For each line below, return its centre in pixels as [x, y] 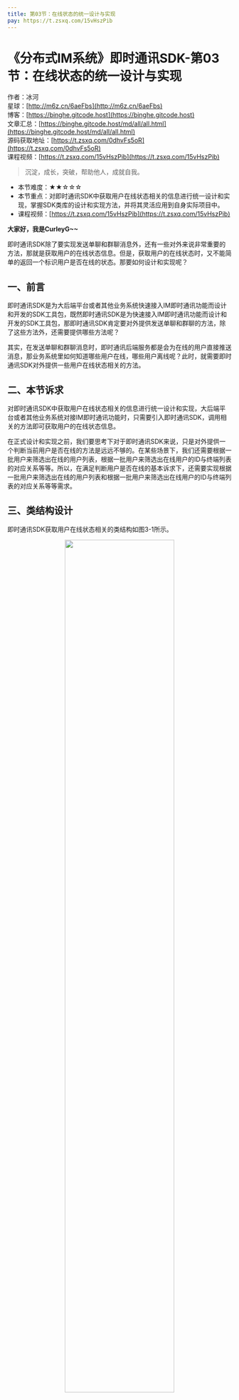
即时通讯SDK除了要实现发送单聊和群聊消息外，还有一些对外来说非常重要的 [117, 244]
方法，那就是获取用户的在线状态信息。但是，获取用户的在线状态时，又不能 [116, 253]
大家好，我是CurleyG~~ [43, 229]
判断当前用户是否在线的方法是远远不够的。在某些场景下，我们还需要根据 [119, 450]
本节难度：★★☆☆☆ [49, 187]
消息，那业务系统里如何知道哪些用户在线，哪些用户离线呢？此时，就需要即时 [119, 356]
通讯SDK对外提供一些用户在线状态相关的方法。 [76, 366]
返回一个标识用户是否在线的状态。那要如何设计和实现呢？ [104, 262]
